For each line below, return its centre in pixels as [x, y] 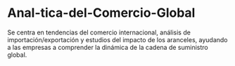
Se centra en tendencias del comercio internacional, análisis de [99, 32]
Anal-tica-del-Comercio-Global [101, 13]
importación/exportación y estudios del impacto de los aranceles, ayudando [118, 39]
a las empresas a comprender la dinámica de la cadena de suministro [108, 47]
